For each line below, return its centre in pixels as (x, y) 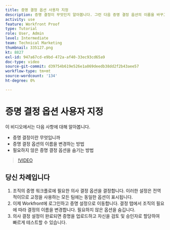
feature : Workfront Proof (32, 24)
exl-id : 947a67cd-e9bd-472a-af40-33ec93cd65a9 (55, 57)
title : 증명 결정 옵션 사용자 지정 (37, 10)
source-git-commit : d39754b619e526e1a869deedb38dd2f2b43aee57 (72, 66)
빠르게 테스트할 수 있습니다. (40, 222)
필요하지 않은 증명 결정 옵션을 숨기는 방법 (53, 150)
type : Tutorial (21, 29)
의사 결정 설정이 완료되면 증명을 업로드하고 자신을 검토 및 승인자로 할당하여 (86, 216)
